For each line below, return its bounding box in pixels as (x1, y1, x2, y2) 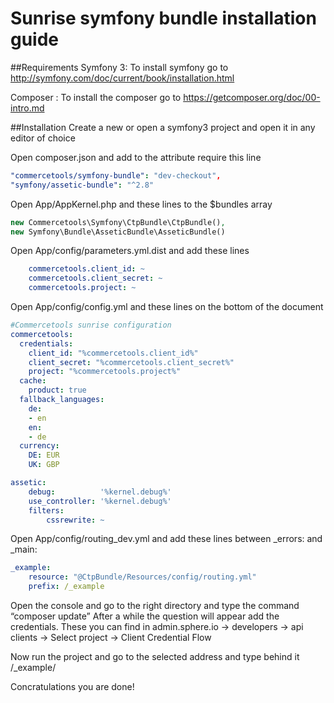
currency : (19, 441, 60, 451)
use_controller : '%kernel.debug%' (28, 496, 172, 506)
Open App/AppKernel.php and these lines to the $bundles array (10, 198, 273, 210)
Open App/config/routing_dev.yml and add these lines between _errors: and (10, 533, 323, 545)
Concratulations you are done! (10, 681, 135, 693)
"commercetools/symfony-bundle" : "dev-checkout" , (10, 170, 222, 181)
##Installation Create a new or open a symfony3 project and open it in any (10, 121, 316, 133)
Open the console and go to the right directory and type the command (10, 600, 300, 612)
